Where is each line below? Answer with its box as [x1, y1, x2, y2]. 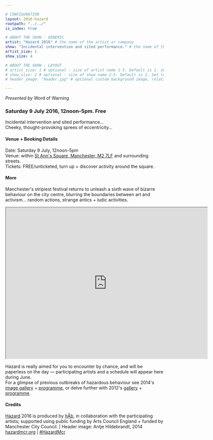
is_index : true [5, 26, 37, 31]
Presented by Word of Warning [5, 95, 69, 101]
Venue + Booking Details [5, 136, 58, 142]
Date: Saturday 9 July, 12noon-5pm [5, 147, 79, 153]
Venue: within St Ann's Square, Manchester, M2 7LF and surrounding [5, 152, 149, 159]
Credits [5, 402, 21, 408]
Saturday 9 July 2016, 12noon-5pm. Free [5, 108, 107, 115]
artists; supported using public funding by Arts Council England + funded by [5, 418, 164, 424]
